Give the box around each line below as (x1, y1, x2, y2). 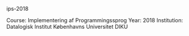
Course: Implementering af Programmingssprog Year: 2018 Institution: (6, 17, 183, 23)
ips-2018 (6, 5, 29, 12)
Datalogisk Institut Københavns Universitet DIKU (6, 23, 128, 30)
